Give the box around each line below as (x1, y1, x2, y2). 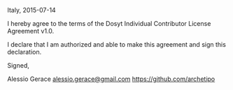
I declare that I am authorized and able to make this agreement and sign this (7, 40, 226, 48)
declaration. (7, 48, 42, 56)
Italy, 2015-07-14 (7, 6, 56, 14)
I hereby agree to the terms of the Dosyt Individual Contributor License (7, 20, 211, 27)
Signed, (7, 61, 29, 69)
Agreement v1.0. (7, 27, 55, 35)
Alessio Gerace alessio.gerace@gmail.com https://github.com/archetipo (7, 75, 216, 83)
